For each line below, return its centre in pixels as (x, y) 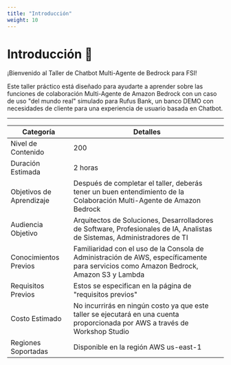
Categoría (38, 132)
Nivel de (24, 144)
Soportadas (30, 351)
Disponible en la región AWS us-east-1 (137, 347)
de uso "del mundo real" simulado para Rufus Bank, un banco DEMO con (111, 101)
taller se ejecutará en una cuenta (126, 315)
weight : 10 (23, 20)
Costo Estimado (36, 319)
